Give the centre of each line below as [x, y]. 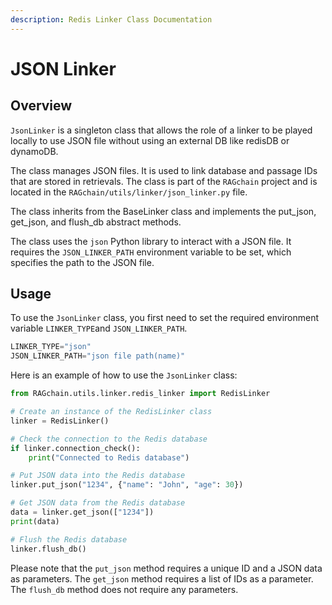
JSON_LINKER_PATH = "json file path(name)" [98, 356]
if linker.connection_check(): [75, 448]
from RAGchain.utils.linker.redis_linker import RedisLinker [140, 394]
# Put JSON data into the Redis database [98, 476]
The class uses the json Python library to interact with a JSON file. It [151, 241]
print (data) [35, 521]
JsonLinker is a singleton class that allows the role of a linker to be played [161, 130]
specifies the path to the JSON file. [82, 262]
